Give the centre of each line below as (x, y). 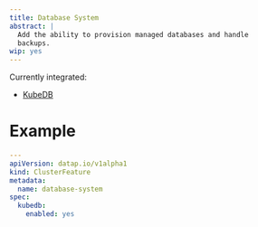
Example (43, 131)
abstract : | (32, 26)
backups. (34, 43)
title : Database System (54, 18)
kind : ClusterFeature (50, 172)
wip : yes (26, 52)
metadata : (28, 180)
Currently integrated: (48, 77)
